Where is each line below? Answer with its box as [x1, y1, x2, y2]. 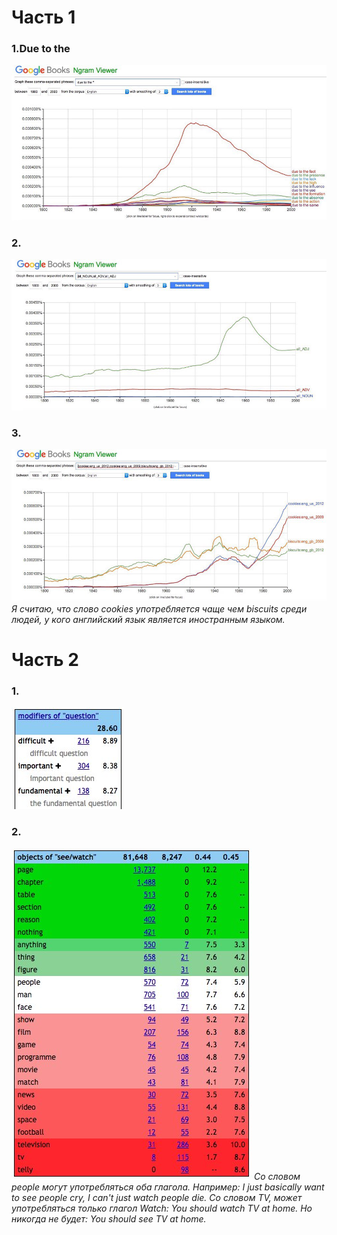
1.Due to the [11, 42, 71, 56]
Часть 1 [11, 6, 76, 29]
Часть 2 [11, 649, 79, 671]
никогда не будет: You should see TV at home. [11, 1212, 207, 1225]
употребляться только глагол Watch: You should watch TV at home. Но [11, 1202, 313, 1214]
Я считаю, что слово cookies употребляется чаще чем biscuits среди [11, 603, 308, 615]
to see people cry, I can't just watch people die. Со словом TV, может [11, 1191, 303, 1203]
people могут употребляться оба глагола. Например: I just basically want [11, 1181, 325, 1193]
